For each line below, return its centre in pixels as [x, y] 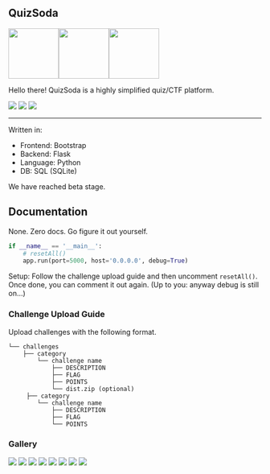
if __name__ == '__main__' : [55, 246]
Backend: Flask [45, 154]
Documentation [48, 212]
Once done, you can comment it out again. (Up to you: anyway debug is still [134, 285]
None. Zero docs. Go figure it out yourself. [78, 231]
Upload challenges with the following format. [82, 332]
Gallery [23, 444]
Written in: [25, 130]
